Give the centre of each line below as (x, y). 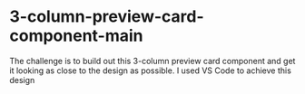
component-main (76, 36)
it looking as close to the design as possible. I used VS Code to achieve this (151, 70)
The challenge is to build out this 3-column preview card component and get (152, 61)
